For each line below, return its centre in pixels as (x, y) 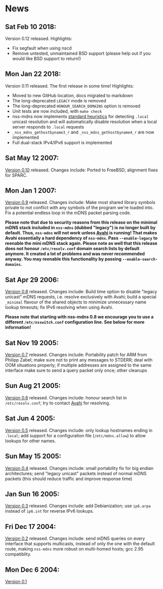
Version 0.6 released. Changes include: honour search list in (66, 397)
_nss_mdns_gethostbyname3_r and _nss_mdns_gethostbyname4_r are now (83, 132)
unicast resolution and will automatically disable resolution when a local (84, 122)
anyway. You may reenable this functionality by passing (63, 259)
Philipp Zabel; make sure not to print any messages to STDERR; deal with (79, 360)
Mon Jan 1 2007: (31, 191)
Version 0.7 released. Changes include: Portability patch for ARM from (76, 355)
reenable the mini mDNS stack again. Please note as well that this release (81, 243)
